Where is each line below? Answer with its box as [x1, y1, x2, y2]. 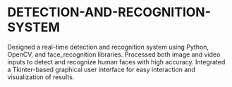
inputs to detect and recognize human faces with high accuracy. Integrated [7, 57, 226, 66]
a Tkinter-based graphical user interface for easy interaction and [7, 65, 195, 74]
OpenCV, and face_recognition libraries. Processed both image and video [7, 50, 221, 59]
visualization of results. [7, 72, 75, 81]
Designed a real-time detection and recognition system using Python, [7, 42, 209, 51]
